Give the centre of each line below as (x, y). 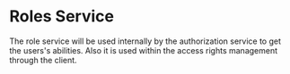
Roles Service (62, 16)
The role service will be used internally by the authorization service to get (145, 41)
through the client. (44, 60)
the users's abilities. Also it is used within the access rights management (144, 50)
